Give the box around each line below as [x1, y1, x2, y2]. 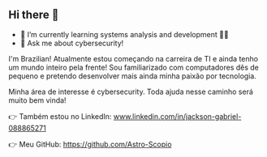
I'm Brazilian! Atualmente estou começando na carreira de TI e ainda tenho [8, 53, 258, 63]
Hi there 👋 [8, 8, 59, 22]
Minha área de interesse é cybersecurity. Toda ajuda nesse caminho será [8, 87, 254, 96]
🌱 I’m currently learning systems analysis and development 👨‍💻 [19, 29, 229, 39]
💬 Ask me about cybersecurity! [19, 38, 124, 48]
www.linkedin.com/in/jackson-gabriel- [113, 111, 242, 121]
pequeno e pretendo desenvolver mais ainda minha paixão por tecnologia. [8, 70, 257, 81]
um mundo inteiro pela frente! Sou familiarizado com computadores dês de [8, 62, 260, 72]
